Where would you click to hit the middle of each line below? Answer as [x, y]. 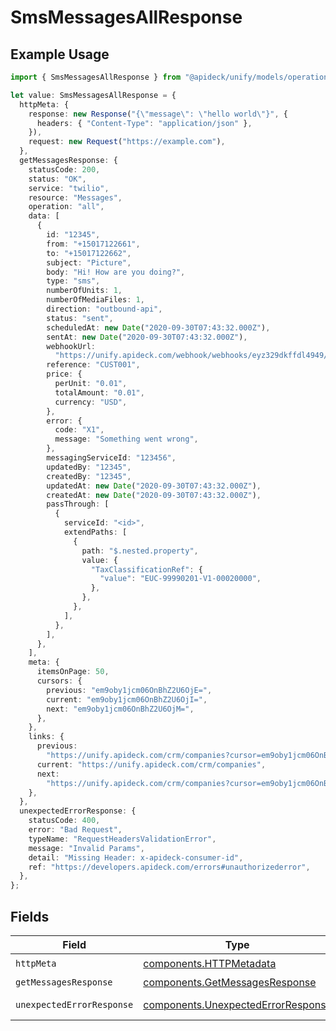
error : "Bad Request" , [75, 830]
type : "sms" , [73, 281]
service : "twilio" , [69, 188]
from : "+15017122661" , [93, 244]
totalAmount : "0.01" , [99, 392]
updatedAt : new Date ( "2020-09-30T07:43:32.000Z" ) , [154, 486]
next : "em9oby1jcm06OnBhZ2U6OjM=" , [120, 709]
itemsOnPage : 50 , [73, 672]
